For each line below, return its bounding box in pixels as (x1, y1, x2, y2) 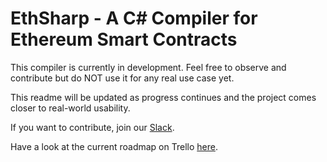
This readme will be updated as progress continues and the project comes (10, 91, 317, 103)
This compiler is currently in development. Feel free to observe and (10, 61, 287, 73)
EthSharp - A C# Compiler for (10, 7, 258, 30)
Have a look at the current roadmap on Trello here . (10, 140, 218, 152)
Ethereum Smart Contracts (10, 28, 238, 51)
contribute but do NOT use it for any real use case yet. (10, 72, 235, 84)
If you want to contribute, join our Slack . (10, 121, 175, 133)
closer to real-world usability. (10, 102, 131, 114)
